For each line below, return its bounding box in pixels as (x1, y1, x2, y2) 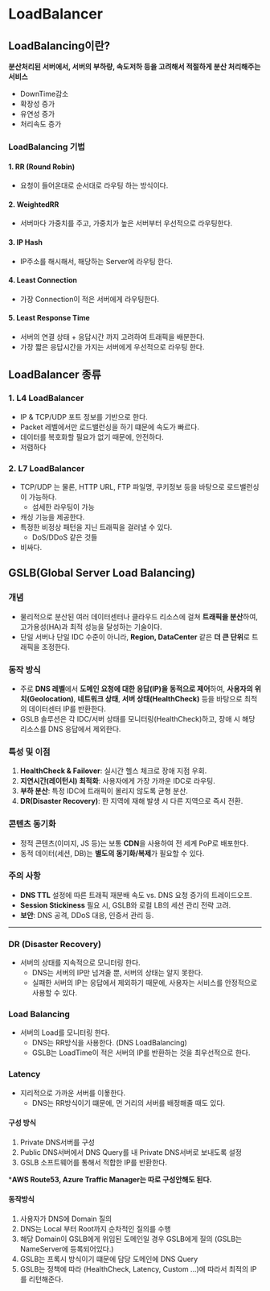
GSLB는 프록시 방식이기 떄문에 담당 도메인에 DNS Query (19, 1254, 198, 1264)
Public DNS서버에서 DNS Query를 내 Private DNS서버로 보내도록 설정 (19, 1147, 243, 1157)
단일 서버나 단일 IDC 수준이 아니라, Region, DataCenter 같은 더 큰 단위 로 (19, 631, 251, 641)
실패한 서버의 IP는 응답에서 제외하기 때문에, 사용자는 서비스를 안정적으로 (31, 978, 258, 987)
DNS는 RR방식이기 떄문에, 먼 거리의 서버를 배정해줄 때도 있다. (31, 1098, 226, 1107)
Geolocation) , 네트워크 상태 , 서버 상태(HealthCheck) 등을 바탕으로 (29, 693, 243, 703)
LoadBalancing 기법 (8, 141, 86, 152)
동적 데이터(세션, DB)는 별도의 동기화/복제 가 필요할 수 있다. (19, 848, 205, 858)
